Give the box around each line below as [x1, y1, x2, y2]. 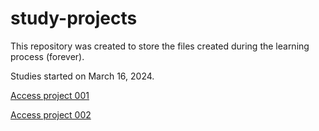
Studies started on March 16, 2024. [10, 70, 155, 82]
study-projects [10, 7, 138, 30]
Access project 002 [10, 108, 92, 121]
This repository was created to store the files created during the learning [10, 40, 310, 52]
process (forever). [10, 50, 85, 62]
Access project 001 [10, 89, 90, 101]
